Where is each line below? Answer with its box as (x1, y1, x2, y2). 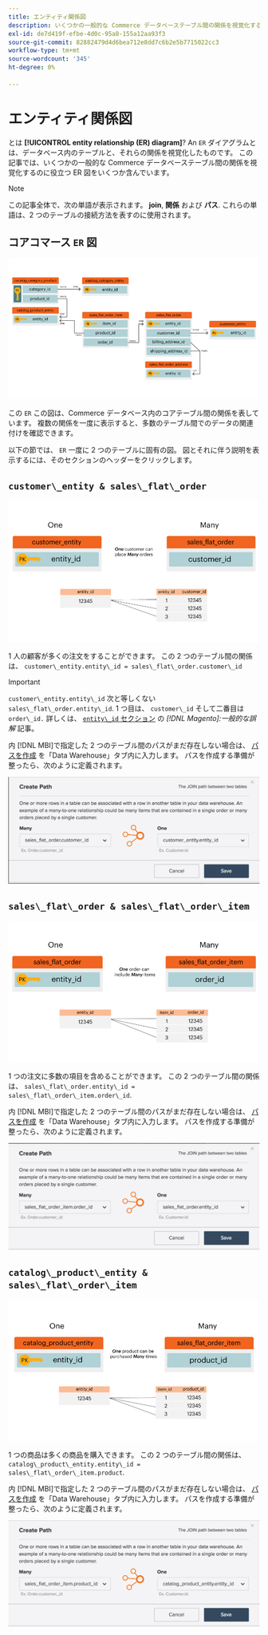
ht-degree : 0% (8, 64, 56, 72)
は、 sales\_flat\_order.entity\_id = (8, 1082, 136, 1091)
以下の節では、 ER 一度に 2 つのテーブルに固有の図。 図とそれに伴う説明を (8, 445, 253, 455)
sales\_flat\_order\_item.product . (8, 1467, 125, 1477)
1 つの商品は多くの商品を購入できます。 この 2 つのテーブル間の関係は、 (8, 1450, 246, 1460)
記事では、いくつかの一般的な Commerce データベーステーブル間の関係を (8, 157, 250, 167)
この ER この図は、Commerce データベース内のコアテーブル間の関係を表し (8, 408, 253, 418)
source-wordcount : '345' (8, 55, 91, 63)
